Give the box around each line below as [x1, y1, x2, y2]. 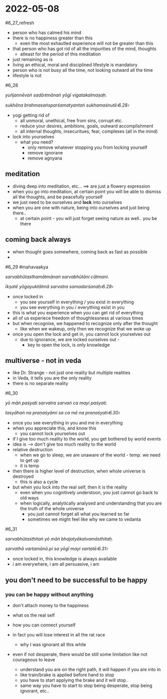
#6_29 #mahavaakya [5, 263, 49, 270]
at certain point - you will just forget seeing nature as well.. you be [20, 215, 157, 221]
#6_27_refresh [5, 20, 34, 26]
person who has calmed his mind [12, 29, 81, 35]
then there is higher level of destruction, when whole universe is [12, 468, 146, 474]
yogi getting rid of [12, 112, 50, 118]
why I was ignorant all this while [20, 641, 87, 648]
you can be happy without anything [5, 591, 94, 598]
